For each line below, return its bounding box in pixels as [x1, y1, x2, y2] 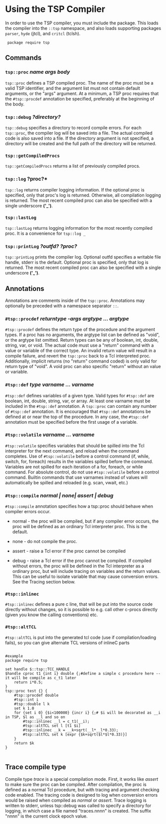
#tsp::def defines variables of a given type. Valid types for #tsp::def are [5, 392, 155, 398]
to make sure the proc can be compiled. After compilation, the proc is [5, 781, 147, 787]
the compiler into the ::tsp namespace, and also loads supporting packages [5, 25, 162, 31]
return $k [14, 740, 35, 745]
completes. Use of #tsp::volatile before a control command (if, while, [5, 453, 150, 459]
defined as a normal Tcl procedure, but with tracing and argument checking [5, 787, 160, 793]
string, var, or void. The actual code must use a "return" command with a [5, 342, 154, 349]
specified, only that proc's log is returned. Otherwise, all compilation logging [5, 192, 161, 198]
